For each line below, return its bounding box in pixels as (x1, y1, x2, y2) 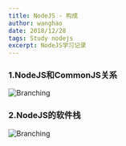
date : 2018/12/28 (8, 26, 67, 34)
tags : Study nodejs (8, 34, 74, 43)
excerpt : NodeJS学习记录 (8, 42, 87, 50)
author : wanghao (8, 19, 63, 27)
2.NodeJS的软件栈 (8, 110, 82, 121)
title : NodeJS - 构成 (8, 11, 79, 20)
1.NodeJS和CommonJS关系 (8, 70, 118, 81)
